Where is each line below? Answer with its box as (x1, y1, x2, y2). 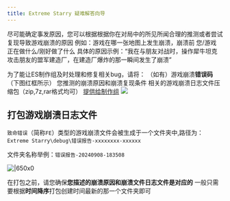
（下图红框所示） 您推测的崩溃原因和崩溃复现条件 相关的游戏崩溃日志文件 (7, 78, 214, 86)
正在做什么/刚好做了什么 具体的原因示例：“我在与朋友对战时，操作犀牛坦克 (7, 47, 218, 55)
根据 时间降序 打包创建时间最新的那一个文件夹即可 (12, 187, 151, 196)
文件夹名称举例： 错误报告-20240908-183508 (7, 150, 125, 158)
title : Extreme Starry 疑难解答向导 (7, 10, 105, 17)
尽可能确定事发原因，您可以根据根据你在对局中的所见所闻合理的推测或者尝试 (7, 29, 223, 38)
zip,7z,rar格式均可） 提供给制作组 (25, 87, 120, 95)
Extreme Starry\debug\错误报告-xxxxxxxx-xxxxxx (7, 138, 142, 145)
